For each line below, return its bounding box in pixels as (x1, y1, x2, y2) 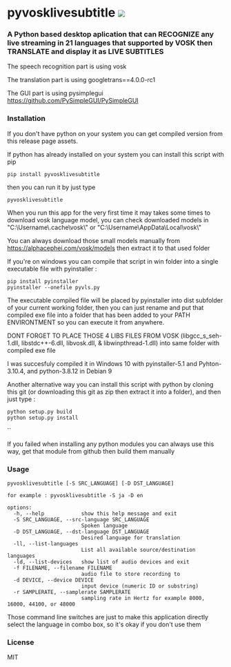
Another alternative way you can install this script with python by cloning (7, 380, 214, 388)
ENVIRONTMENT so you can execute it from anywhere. (7, 318, 165, 326)
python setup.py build (7, 408, 72, 415)
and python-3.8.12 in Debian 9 (26, 367, 112, 375)
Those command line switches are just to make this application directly (7, 613, 209, 621)
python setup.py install (7, 414, 79, 421)
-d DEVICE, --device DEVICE (13, 577, 94, 584)
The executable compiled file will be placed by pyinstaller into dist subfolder (7, 296, 223, 304)
